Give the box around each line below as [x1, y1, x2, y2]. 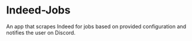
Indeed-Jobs [6, 4, 71, 17]
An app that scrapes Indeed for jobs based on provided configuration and [6, 23, 187, 30]
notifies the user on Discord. [6, 29, 76, 36]
